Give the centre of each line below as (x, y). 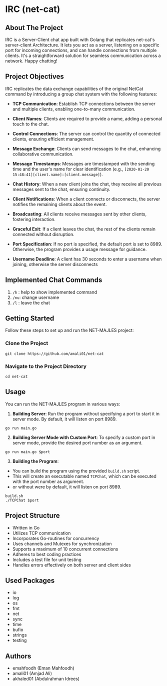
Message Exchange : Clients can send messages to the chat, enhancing (86, 148)
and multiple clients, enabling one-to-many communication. (74, 109)
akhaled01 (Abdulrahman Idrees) (46, 679)
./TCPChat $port (22, 500)
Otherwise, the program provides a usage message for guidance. (79, 249)
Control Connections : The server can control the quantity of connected (86, 133)
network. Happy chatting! (31, 61)
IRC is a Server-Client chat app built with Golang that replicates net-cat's (80, 39)
